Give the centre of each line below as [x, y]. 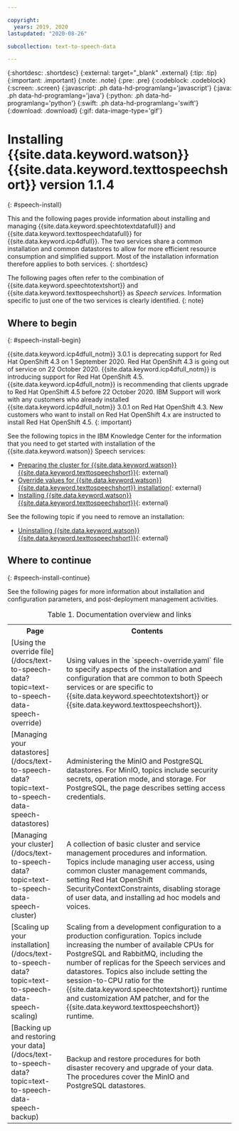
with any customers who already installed [68, 399]
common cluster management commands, [137, 871]
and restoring [33, 1036]
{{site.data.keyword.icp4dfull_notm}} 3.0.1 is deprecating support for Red [115, 354]
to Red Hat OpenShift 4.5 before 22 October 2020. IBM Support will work [114, 392]
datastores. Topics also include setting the [137, 971]
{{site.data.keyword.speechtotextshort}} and [73, 285]
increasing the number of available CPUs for [140, 944]
